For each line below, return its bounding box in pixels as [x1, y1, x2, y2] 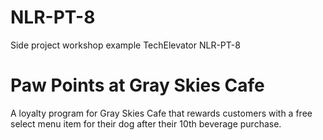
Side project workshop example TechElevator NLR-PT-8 [10, 39, 241, 51]
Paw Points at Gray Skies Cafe [10, 74, 265, 97]
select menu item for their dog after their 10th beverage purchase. [10, 117, 282, 130]
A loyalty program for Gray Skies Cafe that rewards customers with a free [10, 107, 313, 119]
